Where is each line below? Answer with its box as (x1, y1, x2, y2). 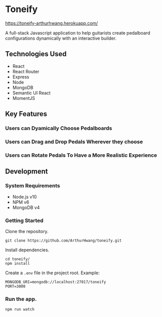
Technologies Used (5, 50, 66, 58)
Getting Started (5, 217, 43, 224)
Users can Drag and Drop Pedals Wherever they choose (5, 138, 143, 145)
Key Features (5, 110, 47, 119)
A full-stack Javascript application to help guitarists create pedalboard (5, 30, 150, 36)
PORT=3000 (5, 284, 26, 289)
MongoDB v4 (12, 204, 40, 210)
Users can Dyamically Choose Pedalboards (5, 125, 112, 132)
